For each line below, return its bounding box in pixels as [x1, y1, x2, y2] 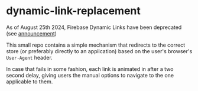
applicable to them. [6, 78, 53, 85]
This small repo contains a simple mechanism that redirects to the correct [6, 41, 186, 48]
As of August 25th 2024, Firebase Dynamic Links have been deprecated [6, 24, 182, 31]
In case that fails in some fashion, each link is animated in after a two [6, 65, 174, 72]
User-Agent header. [6, 54, 53, 61]
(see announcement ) [6, 30, 57, 37]
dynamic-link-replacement [6, 4, 141, 18]
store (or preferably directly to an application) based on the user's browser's [6, 47, 193, 54]
